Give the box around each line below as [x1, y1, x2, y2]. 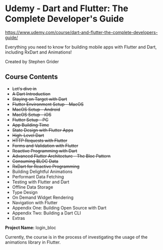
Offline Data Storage [12, 184, 54, 190]
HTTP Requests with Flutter [12, 137, 68, 143]
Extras [12, 215, 25, 221]
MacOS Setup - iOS [12, 112, 52, 117]
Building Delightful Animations [12, 169, 73, 174]
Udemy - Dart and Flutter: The [5, 3, 128, 14]
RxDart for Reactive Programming [12, 163, 80, 169]
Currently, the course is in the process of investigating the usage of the [5, 234, 148, 240]
